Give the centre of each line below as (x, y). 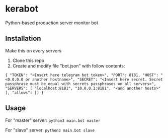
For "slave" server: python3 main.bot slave (50, 130)
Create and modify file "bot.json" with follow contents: (69, 65)
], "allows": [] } (24, 93)
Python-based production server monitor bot (52, 23)
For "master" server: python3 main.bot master (53, 120)
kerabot (22, 9)
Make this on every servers (33, 50)
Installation (23, 39)
